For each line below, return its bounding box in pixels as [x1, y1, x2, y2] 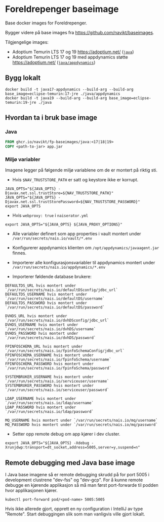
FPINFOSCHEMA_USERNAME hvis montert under [5, 353, 94, 358]
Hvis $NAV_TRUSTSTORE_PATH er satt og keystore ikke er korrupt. [12, 177, 139, 183]
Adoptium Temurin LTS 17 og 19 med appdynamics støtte [12, 54, 128, 60]
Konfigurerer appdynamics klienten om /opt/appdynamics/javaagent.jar [12, 245, 160, 251]
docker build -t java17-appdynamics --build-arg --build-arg [5, 87, 134, 92]
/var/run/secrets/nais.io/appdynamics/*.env [12, 265, 106, 270]
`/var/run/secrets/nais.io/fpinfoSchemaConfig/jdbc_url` [5, 349, 125, 354]
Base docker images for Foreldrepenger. [5, 20, 87, 26]
